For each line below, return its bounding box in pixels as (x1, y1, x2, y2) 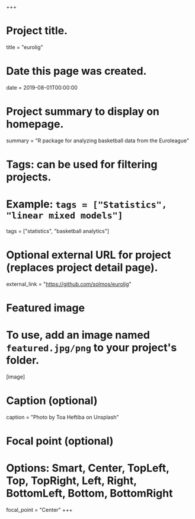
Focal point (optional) (6, 434, 114, 448)
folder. (6, 354, 40, 367)
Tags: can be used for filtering (6, 158, 158, 171)
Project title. (6, 24, 68, 37)
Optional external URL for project (6, 249, 171, 262)
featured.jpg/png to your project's (6, 341, 177, 355)
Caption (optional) (6, 394, 98, 407)
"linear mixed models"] (6, 210, 123, 221)
